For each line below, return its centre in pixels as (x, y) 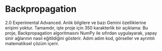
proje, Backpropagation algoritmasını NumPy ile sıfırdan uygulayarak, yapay (81, 33)
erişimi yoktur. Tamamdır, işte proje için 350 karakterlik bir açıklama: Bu (77, 27)
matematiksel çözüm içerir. (32, 43)
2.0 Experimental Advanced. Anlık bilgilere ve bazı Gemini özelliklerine (76, 23)
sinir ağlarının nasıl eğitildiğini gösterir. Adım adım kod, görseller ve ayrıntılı (80, 38)
